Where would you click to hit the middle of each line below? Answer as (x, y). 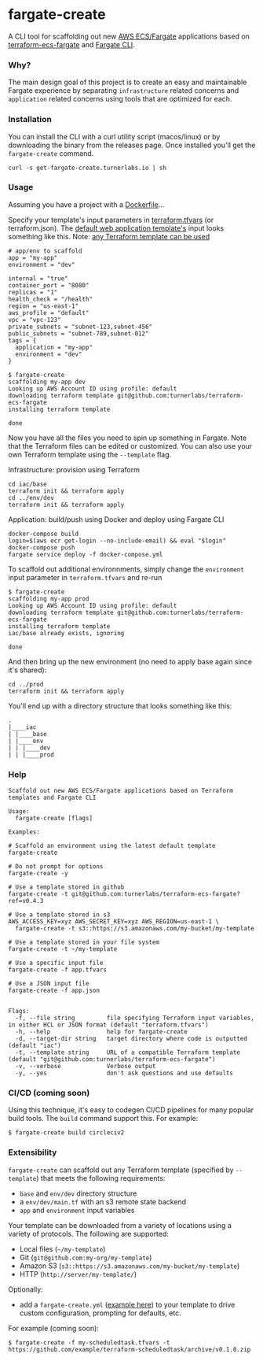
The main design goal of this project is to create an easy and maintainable (128, 82)
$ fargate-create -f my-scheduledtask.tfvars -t (89, 1343)
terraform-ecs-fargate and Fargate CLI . (71, 44)
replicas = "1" (33, 292)
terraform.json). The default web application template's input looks (116, 228)
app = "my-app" (33, 257)
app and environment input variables (77, 1210)
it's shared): (27, 670)
